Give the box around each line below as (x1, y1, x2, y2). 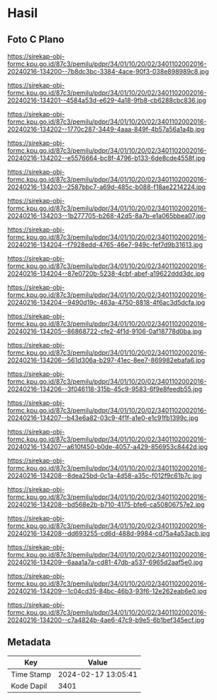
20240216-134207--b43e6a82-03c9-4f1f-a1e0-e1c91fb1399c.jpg (7, 414, 199, 422)
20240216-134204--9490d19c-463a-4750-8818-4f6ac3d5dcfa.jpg (7, 298, 206, 306)
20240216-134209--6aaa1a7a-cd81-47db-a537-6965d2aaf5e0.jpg (7, 558, 204, 566)
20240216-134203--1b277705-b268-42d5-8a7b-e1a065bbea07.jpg (7, 212, 206, 220)
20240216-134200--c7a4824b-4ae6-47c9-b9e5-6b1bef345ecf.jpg (7, 616, 204, 624)
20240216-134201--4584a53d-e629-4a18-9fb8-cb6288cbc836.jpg (7, 96, 207, 104)
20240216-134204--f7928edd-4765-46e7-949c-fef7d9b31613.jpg (7, 240, 204, 249)
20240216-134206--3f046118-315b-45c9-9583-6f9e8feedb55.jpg (7, 385, 203, 393)
